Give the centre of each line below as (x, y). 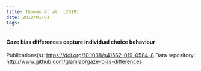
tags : (13, 23)
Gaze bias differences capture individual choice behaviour (81, 42)
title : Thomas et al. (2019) (43, 12)
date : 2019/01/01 (28, 17)
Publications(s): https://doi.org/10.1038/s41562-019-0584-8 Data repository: (101, 55)
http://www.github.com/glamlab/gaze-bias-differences (74, 61)
